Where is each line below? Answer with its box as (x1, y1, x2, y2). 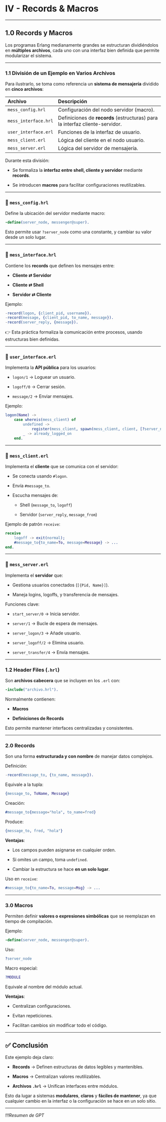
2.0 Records (5, 742, 35, 749)
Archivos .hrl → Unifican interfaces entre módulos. (12, 1083, 119, 1089)
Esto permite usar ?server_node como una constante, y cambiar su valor (5, 229, 152, 235)
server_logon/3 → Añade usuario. (12, 630, 81, 636)
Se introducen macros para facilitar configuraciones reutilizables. (12, 182, 146, 188)
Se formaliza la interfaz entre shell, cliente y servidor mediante (12, 167, 143, 173)
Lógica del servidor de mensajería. (58, 145, 138, 152)
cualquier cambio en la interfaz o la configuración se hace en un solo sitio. (5, 1098, 157, 1104)
